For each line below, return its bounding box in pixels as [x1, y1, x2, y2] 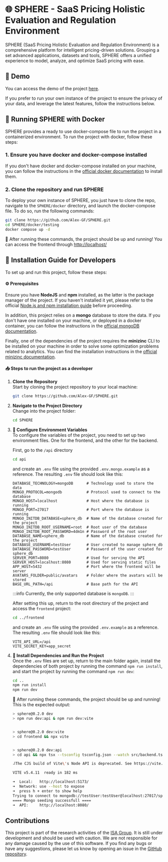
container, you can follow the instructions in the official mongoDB [5, 323, 140, 329]
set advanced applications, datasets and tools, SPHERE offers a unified [5, 52, 151, 58]
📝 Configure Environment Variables [12, 427, 87, 433]
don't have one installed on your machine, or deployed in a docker [5, 317, 141, 324]
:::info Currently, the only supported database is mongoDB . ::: [12, 590, 134, 597]
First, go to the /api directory [12, 447, 73, 453]
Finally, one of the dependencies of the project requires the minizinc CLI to [5, 338, 160, 344]
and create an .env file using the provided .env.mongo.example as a [12, 466, 150, 472]
